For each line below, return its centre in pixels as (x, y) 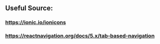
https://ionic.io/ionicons (36, 22)
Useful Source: (29, 8)
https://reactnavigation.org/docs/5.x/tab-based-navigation (80, 36)
